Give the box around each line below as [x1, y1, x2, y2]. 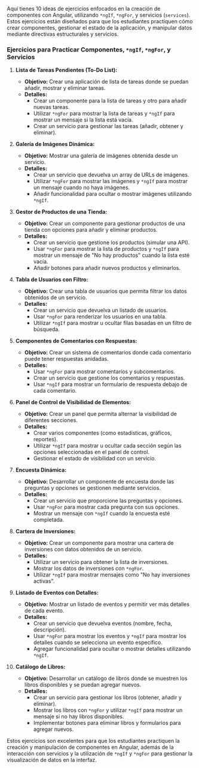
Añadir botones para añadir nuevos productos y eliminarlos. [33, 265, 181, 272]
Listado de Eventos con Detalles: [15, 589, 99, 596]
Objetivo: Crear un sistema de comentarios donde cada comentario [24, 349, 192, 356]
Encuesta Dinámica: [15, 466, 67, 473]
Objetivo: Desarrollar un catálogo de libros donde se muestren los [24, 675, 188, 682]
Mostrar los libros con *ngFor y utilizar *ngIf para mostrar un [33, 706, 183, 714]
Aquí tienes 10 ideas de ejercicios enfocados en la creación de [7, 5, 161, 12]
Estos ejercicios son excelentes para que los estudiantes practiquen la [7, 737, 180, 745]
